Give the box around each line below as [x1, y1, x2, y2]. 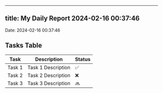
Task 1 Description [27, 64, 70, 71]
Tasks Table [5, 41, 42, 50]
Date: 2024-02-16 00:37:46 [5, 27, 61, 33]
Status [75, 56, 91, 62]
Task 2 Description [27, 72, 70, 78]
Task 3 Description [27, 80, 70, 87]
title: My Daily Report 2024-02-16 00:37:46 [5, 14, 140, 22]
